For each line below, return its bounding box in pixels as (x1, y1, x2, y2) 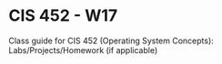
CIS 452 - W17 (8, 5, 118, 26)
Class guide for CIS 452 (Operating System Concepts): (8, 35, 215, 46)
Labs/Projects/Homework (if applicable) (8, 44, 158, 55)
